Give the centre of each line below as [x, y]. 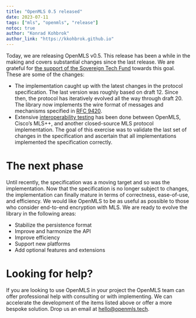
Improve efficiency [37, 237]
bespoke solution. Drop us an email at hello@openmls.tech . [78, 309]
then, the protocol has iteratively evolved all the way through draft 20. [99, 98]
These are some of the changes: [45, 74]
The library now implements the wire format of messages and [89, 105]
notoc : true [21, 28]
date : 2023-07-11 [27, 17]
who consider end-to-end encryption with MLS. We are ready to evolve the [97, 207]
